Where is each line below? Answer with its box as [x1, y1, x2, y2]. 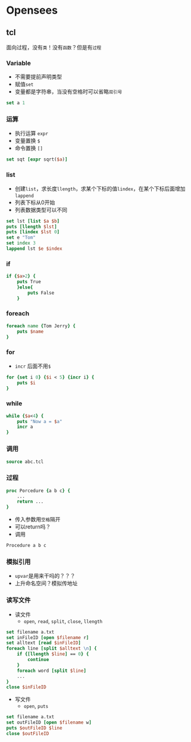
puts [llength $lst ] [6, 224, 58, 230]
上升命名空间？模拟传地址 [14, 580, 78, 587]
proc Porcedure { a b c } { [6, 487, 70, 494]
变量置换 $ [14, 137, 40, 145]
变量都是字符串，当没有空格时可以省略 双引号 [14, 88, 123, 95]
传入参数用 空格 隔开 [14, 516, 61, 523]
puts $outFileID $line [6, 725, 62, 731]
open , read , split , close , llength [23, 617, 103, 625]
